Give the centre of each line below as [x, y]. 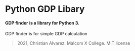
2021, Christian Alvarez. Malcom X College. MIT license [73, 43]
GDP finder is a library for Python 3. [43, 23]
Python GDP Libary [45, 9]
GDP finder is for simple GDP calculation [46, 34]
